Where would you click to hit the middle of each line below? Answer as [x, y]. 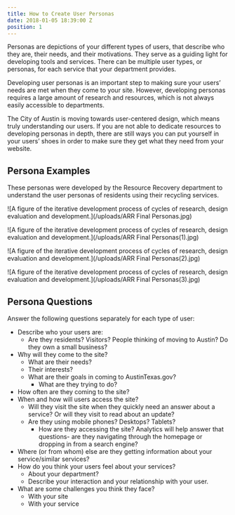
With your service [53, 504]
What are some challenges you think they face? [86, 489]
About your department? [63, 474]
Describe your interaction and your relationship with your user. [118, 481]
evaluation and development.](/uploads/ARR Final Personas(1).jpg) [103, 237]
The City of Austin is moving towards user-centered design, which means [114, 119]
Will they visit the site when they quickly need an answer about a [121, 407]
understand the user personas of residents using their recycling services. [113, 195]
